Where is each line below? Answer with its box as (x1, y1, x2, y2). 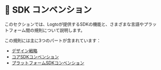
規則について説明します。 (34, 27, 85, 33)
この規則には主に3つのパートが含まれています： (4, 37, 101, 43)
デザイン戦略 (11, 48, 37, 54)
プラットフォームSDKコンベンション (11, 60, 85, 66)
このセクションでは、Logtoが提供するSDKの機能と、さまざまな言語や (4, 21, 144, 27)
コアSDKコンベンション (11, 54, 59, 59)
